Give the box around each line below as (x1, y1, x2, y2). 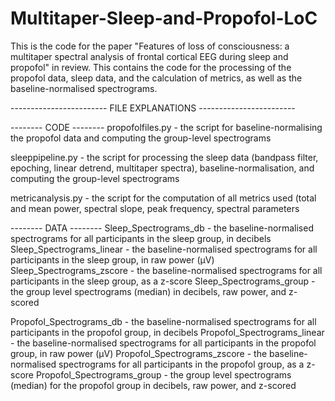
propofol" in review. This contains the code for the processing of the (10, 61, 292, 73)
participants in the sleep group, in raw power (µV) (10, 253, 215, 266)
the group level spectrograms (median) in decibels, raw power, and (10, 285, 287, 297)
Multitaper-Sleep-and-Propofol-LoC (10, 7, 318, 30)
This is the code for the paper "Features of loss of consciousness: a (10, 40, 290, 52)
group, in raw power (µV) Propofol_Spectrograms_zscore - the (10, 347, 268, 359)
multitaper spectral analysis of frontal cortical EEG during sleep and (10, 50, 289, 62)
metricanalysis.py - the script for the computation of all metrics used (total (10, 192, 317, 204)
